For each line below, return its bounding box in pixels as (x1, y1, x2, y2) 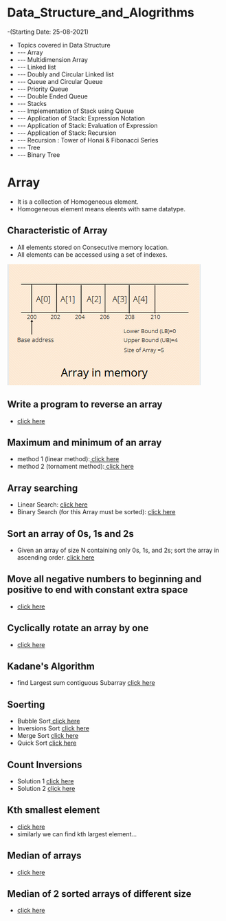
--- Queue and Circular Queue (16, 77, 103, 85)
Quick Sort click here (16, 739, 77, 748)
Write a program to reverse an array (7, 399, 163, 410)
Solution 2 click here (16, 785, 76, 792)
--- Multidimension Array (16, 55, 88, 63)
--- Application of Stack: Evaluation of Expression (16, 121, 158, 129)
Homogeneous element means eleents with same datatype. (16, 204, 185, 213)
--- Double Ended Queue (16, 92, 88, 100)
